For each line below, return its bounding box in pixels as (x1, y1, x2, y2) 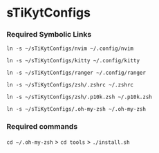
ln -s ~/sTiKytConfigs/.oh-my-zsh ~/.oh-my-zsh (6, 106, 147, 113)
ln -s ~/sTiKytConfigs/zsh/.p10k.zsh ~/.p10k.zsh (6, 93, 153, 101)
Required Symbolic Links (6, 30, 92, 39)
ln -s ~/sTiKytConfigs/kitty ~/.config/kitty (6, 57, 140, 64)
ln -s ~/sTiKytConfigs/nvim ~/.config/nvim (6, 45, 134, 53)
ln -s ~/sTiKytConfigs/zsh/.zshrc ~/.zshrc (6, 82, 134, 89)
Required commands (6, 122, 78, 132)
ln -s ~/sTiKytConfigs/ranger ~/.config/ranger (6, 69, 147, 77)
